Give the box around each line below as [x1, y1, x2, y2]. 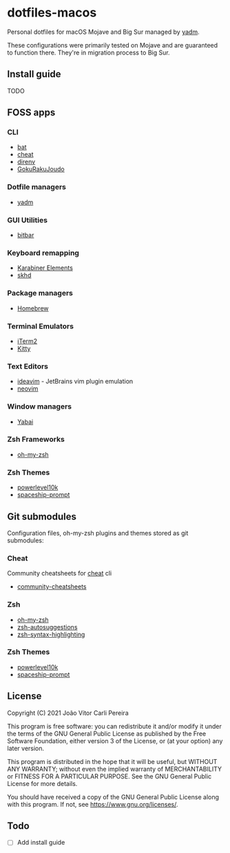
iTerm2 [17, 337, 38, 345]
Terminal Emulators [7, 321, 74, 331]
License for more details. [7, 779, 78, 787]
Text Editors [7, 361, 49, 371]
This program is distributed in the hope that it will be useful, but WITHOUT [7, 757, 218, 765]
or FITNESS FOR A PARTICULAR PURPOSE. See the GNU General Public [7, 772, 212, 781]
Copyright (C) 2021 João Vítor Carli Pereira [7, 709, 129, 717]
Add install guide [17, 839, 65, 847]
